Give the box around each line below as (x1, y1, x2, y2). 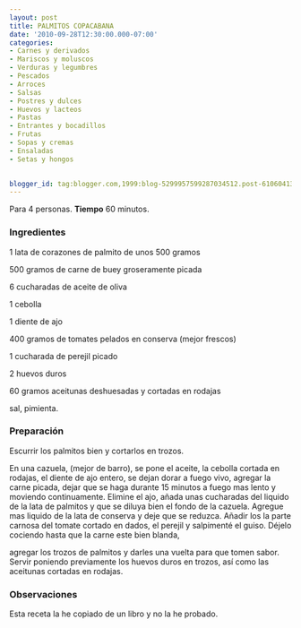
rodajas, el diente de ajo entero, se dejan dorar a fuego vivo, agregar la (9, 472, 271, 483)
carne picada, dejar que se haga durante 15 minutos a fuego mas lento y (9, 481, 276, 493)
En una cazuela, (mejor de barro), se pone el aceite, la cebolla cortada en (9, 462, 280, 473)
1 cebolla (9, 298, 42, 309)
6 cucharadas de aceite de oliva (9, 281, 128, 292)
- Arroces (9, 80, 47, 89)
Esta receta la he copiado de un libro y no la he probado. (9, 608, 219, 619)
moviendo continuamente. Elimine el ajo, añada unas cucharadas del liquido (9, 491, 289, 502)
